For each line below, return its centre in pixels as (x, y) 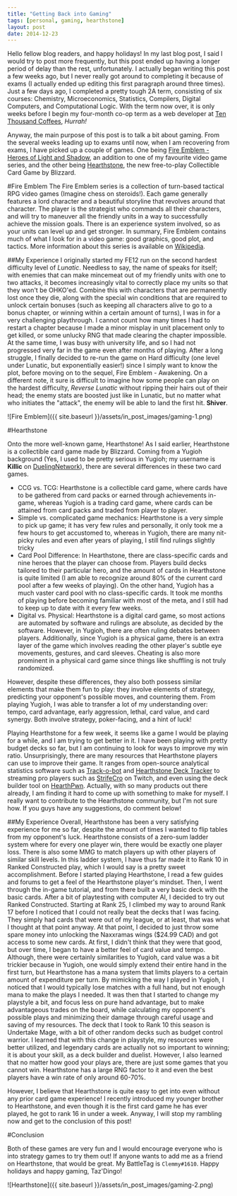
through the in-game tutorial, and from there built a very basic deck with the (118, 890)
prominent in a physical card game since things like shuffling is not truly (122, 661)
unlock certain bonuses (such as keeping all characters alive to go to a (110, 306)
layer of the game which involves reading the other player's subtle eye (120, 646)
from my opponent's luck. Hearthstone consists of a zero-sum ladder (108, 837)
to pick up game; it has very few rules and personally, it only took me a (120, 526)
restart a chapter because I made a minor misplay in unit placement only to (116, 328)
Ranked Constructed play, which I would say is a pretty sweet (97, 867)
